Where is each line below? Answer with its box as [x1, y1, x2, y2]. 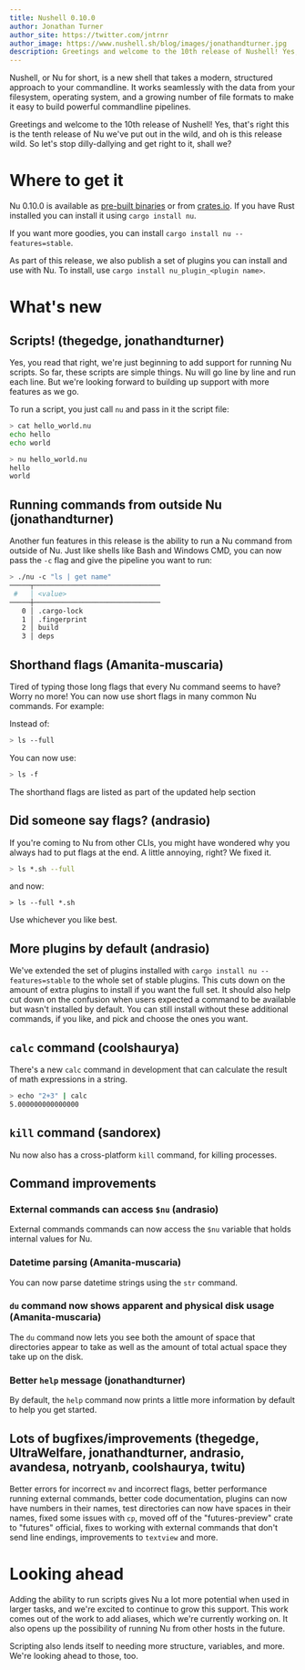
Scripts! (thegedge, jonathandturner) [9, 333, 225, 348]
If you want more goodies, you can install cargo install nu [9, 228, 232, 239]
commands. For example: [9, 700, 105, 711]
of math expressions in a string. [9, 1074, 127, 1085]
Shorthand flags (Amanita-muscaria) [9, 657, 224, 673]
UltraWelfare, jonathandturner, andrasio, [9, 1445, 245, 1460]
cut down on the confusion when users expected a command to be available [9, 995, 297, 1005]
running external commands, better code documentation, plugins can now [9, 1492, 288, 1504]
